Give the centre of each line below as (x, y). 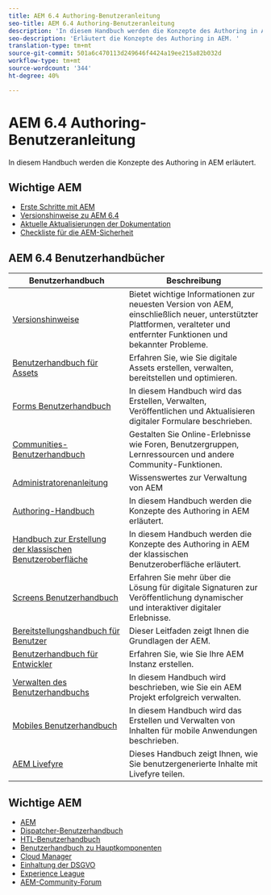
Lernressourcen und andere (181, 455)
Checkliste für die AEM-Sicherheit (77, 233)
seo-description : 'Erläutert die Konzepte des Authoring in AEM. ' (124, 38)
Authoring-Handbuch (54, 511)
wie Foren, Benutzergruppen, (184, 444)
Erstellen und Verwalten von (182, 721)
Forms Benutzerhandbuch (62, 406)
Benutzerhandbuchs (51, 693)
